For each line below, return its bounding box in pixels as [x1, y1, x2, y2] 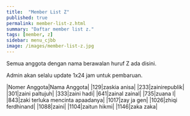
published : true [6, 15, 48, 21]
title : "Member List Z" [6, 9, 70, 15]
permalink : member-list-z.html [6, 20, 86, 26]
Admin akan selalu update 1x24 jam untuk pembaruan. [6, 71, 143, 79]
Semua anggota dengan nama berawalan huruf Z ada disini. [6, 59, 157, 67]
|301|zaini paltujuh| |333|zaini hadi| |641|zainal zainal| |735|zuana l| [6, 90, 176, 97]
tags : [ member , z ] [6, 32, 53, 38]
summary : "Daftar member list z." [6, 26, 95, 32]
